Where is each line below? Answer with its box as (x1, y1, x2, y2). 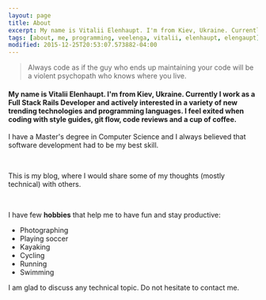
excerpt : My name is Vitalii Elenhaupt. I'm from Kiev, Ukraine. (8, 26, 228, 34)
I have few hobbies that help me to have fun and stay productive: (8, 211, 222, 220)
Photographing (19, 226, 69, 235)
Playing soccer (19, 234, 69, 244)
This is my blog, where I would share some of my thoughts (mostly (8, 171, 226, 180)
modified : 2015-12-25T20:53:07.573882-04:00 (8, 41, 158, 49)
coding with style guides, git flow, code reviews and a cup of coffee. (8, 114, 237, 123)
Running (19, 259, 47, 269)
